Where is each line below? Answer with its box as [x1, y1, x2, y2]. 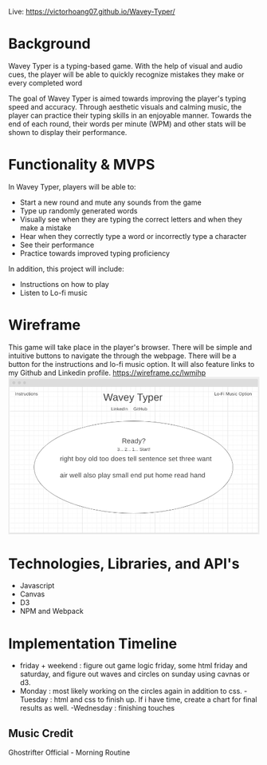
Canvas [19, 589, 45, 599]
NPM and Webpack [19, 607, 84, 616]
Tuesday [19, 695, 49, 704]
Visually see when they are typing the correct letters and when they [19, 214, 243, 224]
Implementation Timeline [8, 635, 178, 652]
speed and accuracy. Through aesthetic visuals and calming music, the [8, 102, 242, 111]
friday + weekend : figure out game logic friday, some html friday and [19, 661, 248, 671]
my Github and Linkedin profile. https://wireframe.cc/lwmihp [8, 368, 206, 377]
